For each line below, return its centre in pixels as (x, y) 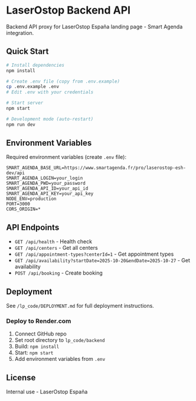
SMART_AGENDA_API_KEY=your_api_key (50, 194)
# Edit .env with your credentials (50, 92)
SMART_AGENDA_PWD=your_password (46, 184)
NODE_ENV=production (32, 199)
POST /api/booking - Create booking (59, 273)
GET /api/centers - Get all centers (56, 248)
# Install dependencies (35, 65)
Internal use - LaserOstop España (47, 392)
